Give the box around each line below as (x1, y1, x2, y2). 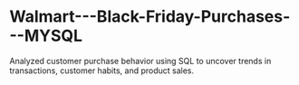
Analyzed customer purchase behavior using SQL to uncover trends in (9, 55, 272, 66)
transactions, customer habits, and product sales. (9, 65, 195, 76)
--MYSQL (9, 25, 83, 46)
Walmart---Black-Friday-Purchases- (9, 6, 291, 27)
